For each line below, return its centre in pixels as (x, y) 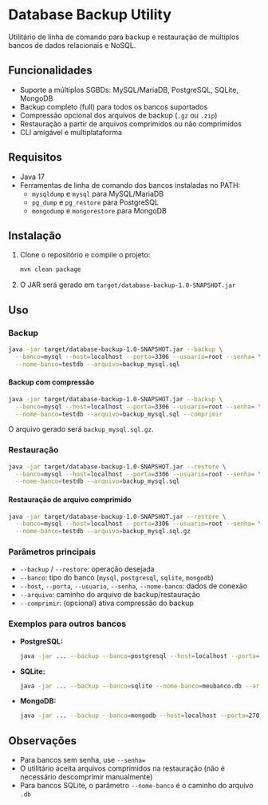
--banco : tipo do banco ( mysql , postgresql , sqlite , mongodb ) (116, 578)
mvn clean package (50, 269)
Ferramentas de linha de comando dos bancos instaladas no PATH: (130, 185)
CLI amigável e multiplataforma (71, 132)
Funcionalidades (51, 71)
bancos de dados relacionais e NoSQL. (72, 45)
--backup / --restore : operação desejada (87, 569)
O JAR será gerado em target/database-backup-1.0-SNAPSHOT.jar (128, 285)
